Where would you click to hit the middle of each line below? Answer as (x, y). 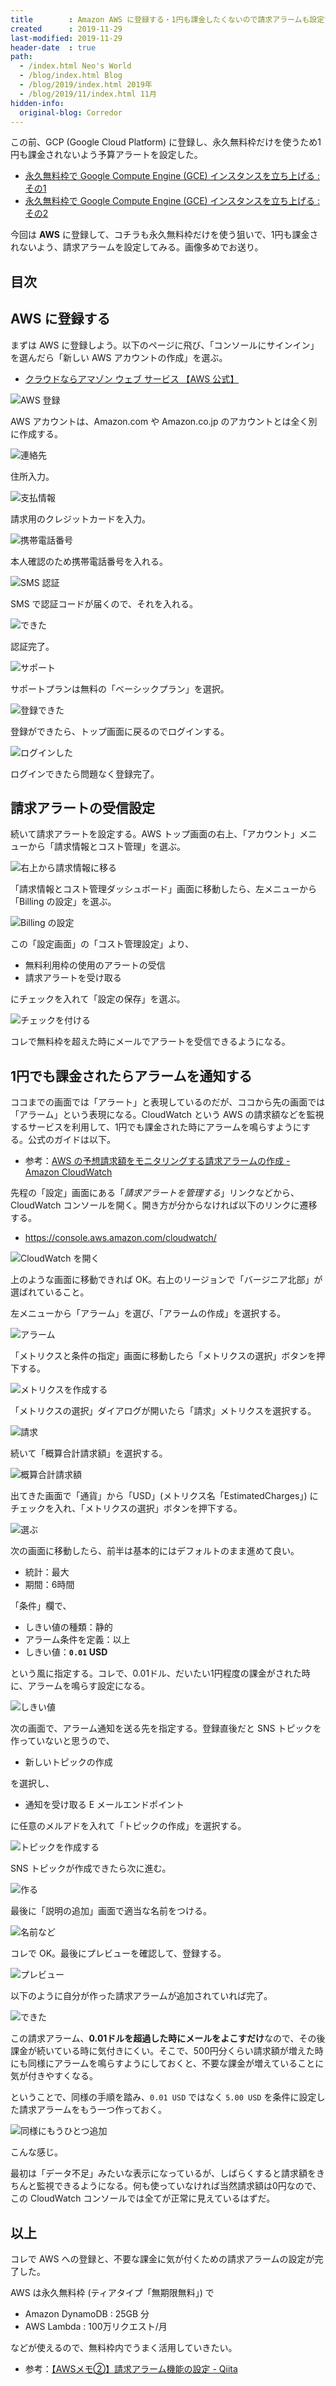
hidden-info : (37, 103)
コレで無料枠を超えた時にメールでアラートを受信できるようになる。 (150, 1042)
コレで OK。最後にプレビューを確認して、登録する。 (118, 1953)
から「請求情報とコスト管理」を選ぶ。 (106, 847)
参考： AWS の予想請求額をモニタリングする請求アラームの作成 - (157, 1161)
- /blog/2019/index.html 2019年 (86, 85)
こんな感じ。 (36, 2152)
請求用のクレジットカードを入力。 (80, 518)
